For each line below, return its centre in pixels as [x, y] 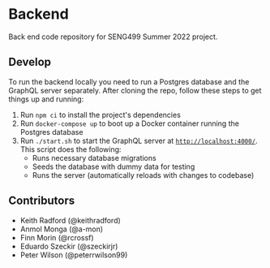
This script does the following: [71, 149]
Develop [30, 62]
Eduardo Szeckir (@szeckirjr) [69, 246]
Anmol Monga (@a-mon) [62, 229]
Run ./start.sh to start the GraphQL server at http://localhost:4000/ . [139, 140]
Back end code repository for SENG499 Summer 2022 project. [113, 37]
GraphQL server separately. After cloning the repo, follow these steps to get [135, 90]
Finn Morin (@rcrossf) [57, 237]
